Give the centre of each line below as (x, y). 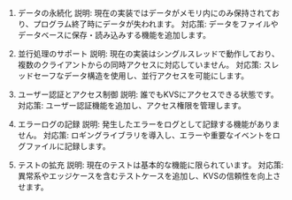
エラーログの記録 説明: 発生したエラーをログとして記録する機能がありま (149, 124)
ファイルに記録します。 (68, 146)
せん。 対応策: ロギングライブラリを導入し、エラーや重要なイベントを (145, 135)
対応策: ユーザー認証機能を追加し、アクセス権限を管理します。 (131, 105)
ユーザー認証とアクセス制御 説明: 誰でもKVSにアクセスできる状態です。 (148, 94)
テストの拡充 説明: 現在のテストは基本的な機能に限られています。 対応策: (150, 165)
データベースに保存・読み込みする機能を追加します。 (114, 35)
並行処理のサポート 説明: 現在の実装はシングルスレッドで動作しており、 (149, 54)
